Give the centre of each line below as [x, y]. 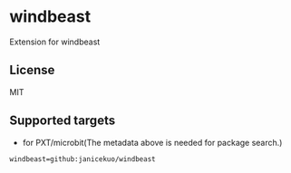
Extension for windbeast [55, 42]
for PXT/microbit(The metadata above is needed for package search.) [152, 142]
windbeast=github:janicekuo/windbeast [82, 159]
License [32, 70]
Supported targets [63, 121]
